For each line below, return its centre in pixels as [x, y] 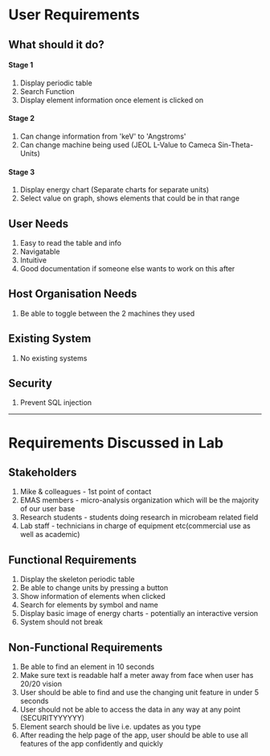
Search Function [47, 91]
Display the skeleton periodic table [77, 579]
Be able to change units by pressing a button [94, 588]
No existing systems [53, 358]
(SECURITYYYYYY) [52, 718]
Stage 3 [22, 171]
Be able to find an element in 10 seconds [87, 667]
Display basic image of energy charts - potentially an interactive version [139, 613]
